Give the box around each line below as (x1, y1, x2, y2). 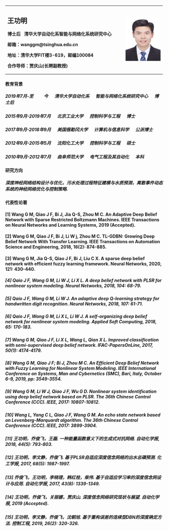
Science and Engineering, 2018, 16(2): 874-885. (5, 244, 106, 250)
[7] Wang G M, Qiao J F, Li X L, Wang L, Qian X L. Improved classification (5, 336, 159, 343)
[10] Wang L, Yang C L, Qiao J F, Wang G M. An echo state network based (5, 411, 161, 418)
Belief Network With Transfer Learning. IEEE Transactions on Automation (5, 239, 160, 245)
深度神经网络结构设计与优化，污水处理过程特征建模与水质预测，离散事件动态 (5, 180, 163, 186)
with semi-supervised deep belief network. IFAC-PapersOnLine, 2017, (5, 342, 153, 348)
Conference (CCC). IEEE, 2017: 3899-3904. (5, 422, 97, 428)
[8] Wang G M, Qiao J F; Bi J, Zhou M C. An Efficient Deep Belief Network (5, 360, 159, 366)
